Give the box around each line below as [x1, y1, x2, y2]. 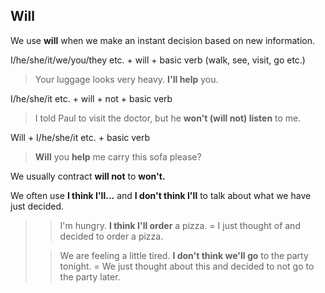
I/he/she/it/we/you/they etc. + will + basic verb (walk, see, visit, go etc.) [10, 54, 306, 66]
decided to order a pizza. [59, 230, 164, 242]
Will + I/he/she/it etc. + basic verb [10, 131, 151, 143]
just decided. [10, 200, 65, 212]
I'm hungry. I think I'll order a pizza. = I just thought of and [59, 219, 301, 231]
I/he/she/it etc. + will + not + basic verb [10, 92, 173, 104]
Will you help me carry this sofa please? [34, 150, 202, 163]
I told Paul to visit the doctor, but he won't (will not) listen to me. [34, 112, 302, 124]
